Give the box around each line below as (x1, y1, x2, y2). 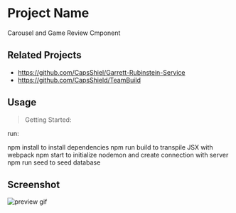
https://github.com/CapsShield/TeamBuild (17, 76, 141, 84)
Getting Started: (24, 115, 72, 124)
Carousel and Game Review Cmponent (7, 28, 121, 37)
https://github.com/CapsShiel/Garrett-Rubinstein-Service (17, 68, 186, 76)
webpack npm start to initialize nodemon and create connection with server (7, 150, 229, 159)
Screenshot (7, 178, 60, 190)
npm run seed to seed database (7, 158, 101, 167)
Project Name (7, 5, 90, 21)
